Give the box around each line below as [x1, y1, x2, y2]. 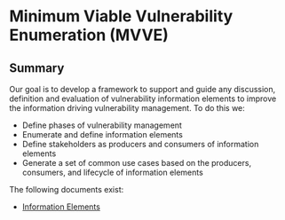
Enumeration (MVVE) [9, 25, 169, 45]
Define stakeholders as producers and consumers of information [21, 139, 259, 149]
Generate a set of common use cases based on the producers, [21, 158, 251, 168]
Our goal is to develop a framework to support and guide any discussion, [9, 84, 276, 94]
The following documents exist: [9, 185, 124, 194]
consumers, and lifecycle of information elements [21, 167, 204, 177]
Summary [9, 60, 65, 75]
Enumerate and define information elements [21, 130, 184, 139]
